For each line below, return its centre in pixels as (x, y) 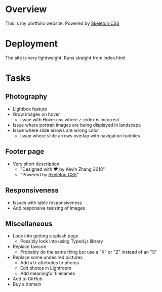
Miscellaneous (29, 224)
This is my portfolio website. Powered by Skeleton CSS (63, 23)
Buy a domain (27, 284)
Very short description (36, 164)
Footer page (25, 152)
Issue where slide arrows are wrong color (56, 130)
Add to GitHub (27, 279)
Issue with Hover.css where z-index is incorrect (70, 119)
